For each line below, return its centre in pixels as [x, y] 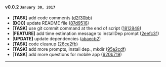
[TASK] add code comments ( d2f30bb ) [52, 18]
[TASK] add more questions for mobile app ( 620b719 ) [67, 55]
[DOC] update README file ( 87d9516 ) [51, 23]
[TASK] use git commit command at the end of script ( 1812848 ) [77, 28]
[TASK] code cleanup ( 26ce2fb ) [45, 44]
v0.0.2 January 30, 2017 [30, 7]
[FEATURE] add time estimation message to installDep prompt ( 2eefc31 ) [86, 33]
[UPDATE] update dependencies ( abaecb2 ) [57, 39]
